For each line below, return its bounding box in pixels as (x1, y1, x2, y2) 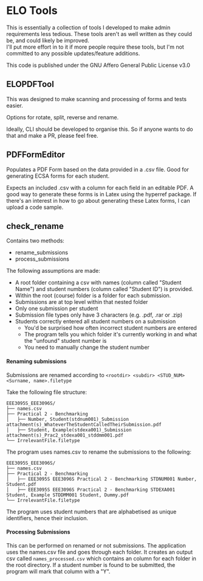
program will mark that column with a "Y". (6, 568, 111, 575)
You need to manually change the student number (24, 343, 150, 351)
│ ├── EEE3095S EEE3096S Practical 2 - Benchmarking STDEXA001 (6, 487, 175, 493)
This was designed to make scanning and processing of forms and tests (6, 95, 187, 102)
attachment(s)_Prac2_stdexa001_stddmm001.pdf (6, 432, 123, 438)
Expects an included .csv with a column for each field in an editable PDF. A (6, 184, 194, 191)
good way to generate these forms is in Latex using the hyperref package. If (6, 190, 197, 198)
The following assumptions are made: (6, 267, 100, 275)
